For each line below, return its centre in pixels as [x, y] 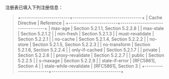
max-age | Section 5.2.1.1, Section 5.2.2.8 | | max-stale [108, 28]
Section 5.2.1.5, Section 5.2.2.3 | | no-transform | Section [91, 44]
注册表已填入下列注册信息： [34, 7]
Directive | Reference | [41, 23]
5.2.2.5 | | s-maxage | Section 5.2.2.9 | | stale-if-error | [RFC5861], [87, 61]
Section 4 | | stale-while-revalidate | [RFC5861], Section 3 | [79, 66]
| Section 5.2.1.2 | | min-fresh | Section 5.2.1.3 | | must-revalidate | [86, 34]
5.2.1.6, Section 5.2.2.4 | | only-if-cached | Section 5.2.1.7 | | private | [89, 50]
